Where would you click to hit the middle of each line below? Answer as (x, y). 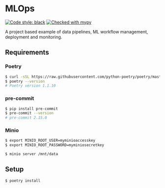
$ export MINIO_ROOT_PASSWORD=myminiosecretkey (55, 145)
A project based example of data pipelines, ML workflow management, (77, 31)
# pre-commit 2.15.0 (26, 118)
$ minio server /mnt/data (31, 154)
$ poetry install (23, 181)
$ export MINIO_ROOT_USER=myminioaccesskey (50, 141)
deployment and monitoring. (34, 37)
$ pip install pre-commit (31, 109)
